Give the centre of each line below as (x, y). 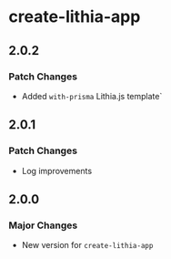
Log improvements (57, 171)
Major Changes (43, 225)
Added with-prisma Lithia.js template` (92, 96)
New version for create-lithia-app (87, 245)
